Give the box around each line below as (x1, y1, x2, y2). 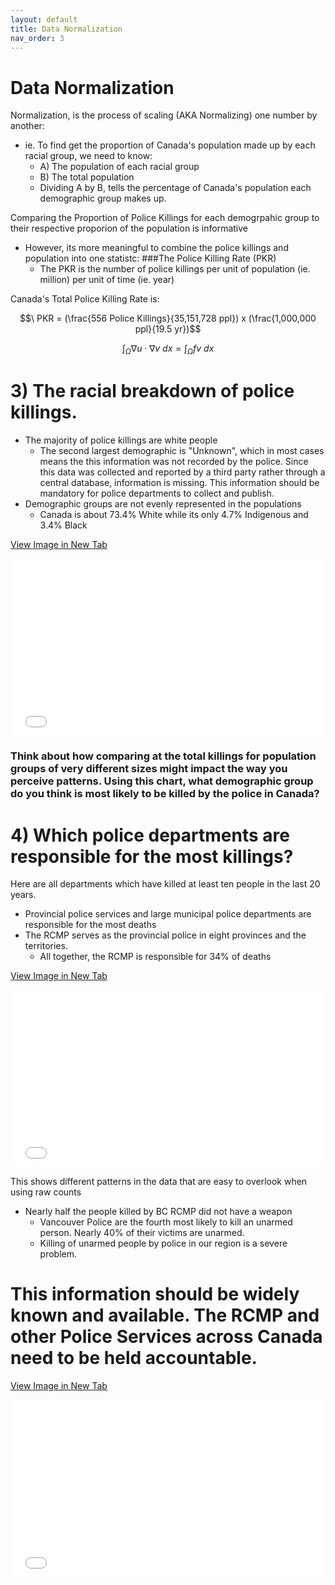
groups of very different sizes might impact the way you (10, 762, 288, 776)
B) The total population (39, 171, 135, 183)
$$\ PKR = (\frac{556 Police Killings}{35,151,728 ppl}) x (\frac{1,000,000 (19, 312, 317, 325)
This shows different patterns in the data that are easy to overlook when (10, 1175, 308, 1187)
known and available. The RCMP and (10, 1304, 320, 1327)
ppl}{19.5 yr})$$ (134, 323, 202, 335)
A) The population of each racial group (39, 161, 200, 173)
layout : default (10, 14, 78, 25)
